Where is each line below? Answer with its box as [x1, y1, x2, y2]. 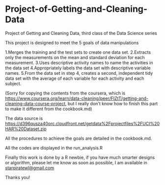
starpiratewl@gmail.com [5, 165, 55, 171]
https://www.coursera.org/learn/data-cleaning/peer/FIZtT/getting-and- [5, 95, 149, 101]
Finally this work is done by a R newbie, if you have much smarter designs [5, 154, 155, 160]
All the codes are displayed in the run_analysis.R [5, 145, 103, 151]
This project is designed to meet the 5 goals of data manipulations [5, 39, 139, 45]
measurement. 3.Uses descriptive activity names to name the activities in [5, 60, 153, 65]
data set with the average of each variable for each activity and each [5, 75, 144, 81]
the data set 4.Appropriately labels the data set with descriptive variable [5, 65, 151, 71]
